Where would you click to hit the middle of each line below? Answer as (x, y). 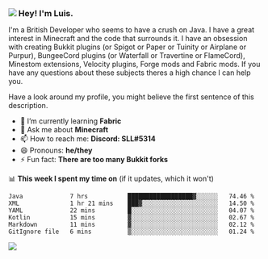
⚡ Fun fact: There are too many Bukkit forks (94, 159)
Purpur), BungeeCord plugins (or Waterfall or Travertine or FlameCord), (127, 55)
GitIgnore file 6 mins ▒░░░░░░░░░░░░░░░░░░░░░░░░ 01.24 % (131, 232)
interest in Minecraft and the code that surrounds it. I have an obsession (128, 38)
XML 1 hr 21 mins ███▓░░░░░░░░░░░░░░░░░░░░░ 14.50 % (131, 203)
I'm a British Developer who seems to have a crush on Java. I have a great (132, 30)
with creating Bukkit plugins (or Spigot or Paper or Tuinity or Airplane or (128, 47)
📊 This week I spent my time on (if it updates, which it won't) (111, 178)
